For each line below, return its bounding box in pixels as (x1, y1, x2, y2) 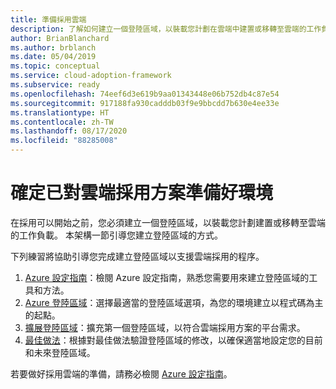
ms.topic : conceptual (10, 61, 101, 71)
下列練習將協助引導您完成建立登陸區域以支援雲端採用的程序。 (10, 250, 265, 262)
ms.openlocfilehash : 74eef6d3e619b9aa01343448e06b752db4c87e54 (10, 89, 280, 99)
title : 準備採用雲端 (10, 14, 87, 25)
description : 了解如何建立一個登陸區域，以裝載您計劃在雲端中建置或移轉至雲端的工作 (10, 24, 322, 34)
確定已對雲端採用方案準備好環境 (10, 182, 274, 205)
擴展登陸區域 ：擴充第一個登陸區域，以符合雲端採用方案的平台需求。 (24, 321, 306, 333)
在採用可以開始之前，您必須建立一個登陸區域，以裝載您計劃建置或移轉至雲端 (10, 216, 326, 228)
